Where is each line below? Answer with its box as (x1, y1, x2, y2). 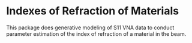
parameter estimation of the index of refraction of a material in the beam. (6, 30, 187, 37)
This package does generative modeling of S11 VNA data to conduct (6, 24, 175, 31)
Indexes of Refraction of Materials (6, 4, 179, 18)
